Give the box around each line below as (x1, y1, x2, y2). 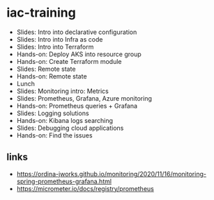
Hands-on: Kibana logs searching (16, 116, 113, 124)
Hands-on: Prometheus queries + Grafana (16, 101, 137, 110)
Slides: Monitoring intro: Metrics (16, 87, 109, 95)
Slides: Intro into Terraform (16, 42, 94, 51)
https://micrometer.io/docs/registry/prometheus (16, 184, 154, 192)
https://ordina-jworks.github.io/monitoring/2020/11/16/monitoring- (16, 169, 207, 178)
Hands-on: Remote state (16, 72, 88, 81)
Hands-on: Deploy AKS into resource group (16, 50, 142, 58)
